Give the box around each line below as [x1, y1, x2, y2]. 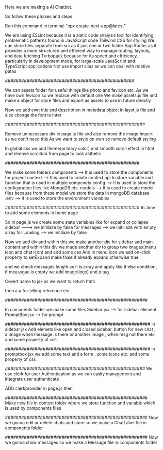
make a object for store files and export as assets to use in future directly [5, 98, 151, 103]
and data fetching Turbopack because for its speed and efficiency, [5, 53, 138, 59]
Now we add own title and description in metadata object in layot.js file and [5, 107, 155, 113]
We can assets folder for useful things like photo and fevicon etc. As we [5, 87, 149, 93]
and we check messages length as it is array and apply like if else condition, [5, 264, 157, 269]
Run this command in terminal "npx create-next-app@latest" [5, 23, 126, 29]
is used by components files [5, 405, 62, 411]
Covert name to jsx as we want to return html [5, 279, 95, 284]
